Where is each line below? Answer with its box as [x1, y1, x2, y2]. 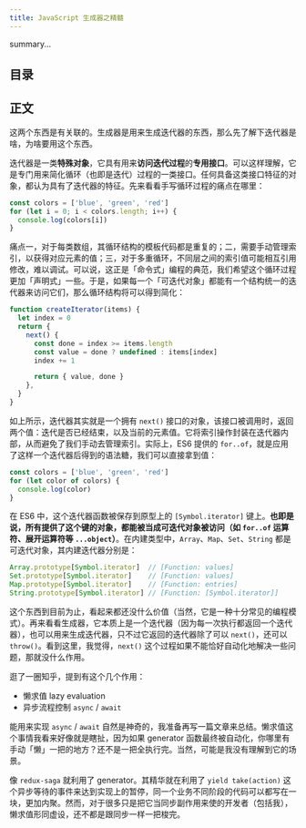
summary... [9, 38, 52, 49]
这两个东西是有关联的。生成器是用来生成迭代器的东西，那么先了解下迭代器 [9, 127, 289, 138]
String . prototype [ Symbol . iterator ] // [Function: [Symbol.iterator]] [9, 588, 280, 598]
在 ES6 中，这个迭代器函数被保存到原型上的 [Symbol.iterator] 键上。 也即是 [9, 511, 294, 522]
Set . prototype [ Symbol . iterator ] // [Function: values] [9, 571, 234, 581]
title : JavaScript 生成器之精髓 [9, 13, 125, 23]
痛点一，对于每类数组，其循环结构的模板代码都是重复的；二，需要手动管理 [9, 241, 289, 252]
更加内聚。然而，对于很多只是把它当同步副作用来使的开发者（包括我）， [25, 797, 293, 808]
